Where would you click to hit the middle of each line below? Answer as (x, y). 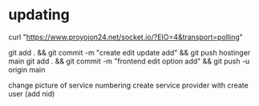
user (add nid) (32, 93)
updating (39, 15)
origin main (27, 69)
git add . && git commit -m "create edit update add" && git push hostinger (129, 52)
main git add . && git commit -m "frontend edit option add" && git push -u (129, 61)
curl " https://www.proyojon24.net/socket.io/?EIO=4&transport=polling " (125, 37)
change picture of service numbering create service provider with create (128, 85)
